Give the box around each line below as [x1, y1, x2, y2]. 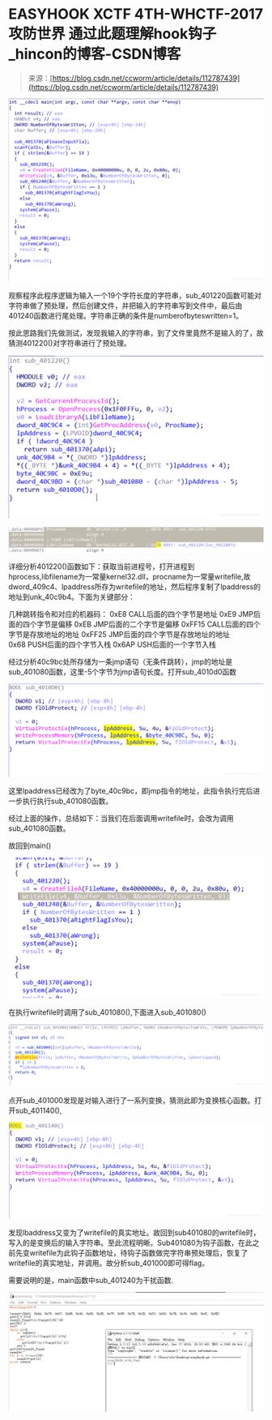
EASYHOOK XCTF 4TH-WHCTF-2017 [8, 5, 263, 24]
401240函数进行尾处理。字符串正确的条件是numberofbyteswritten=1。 [8, 311, 243, 321]
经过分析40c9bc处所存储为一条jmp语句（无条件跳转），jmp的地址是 [8, 657, 233, 666]
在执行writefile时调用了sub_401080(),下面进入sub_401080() [8, 1007, 206, 1017]
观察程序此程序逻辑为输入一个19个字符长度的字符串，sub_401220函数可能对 [8, 291, 261, 301]
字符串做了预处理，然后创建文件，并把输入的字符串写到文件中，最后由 [8, 301, 243, 310]
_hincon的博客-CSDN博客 [8, 45, 181, 63]
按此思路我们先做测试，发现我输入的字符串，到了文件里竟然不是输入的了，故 [8, 328, 264, 338]
